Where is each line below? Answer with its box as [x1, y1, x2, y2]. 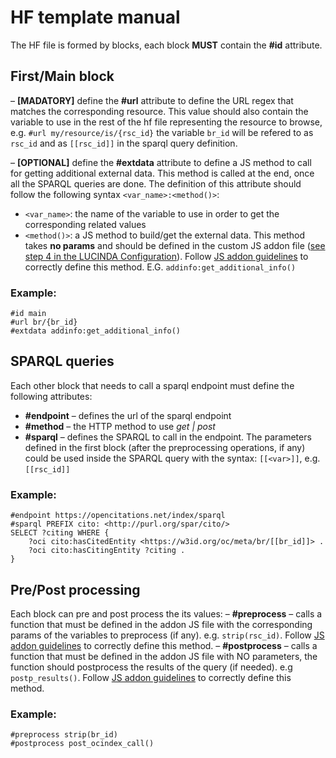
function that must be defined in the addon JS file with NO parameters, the [10, 650, 318, 662]
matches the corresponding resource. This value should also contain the [10, 105, 309, 117]
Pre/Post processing [10, 581, 141, 598]
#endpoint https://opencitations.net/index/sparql [10, 511, 226, 521]
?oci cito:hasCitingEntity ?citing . [28, 546, 186, 556]
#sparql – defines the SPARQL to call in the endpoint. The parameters [24, 431, 312, 443]
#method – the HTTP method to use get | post [24, 420, 216, 432]
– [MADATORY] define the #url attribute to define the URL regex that [10, 94, 294, 106]
